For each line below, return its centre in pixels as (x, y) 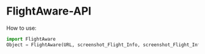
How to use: (21, 28)
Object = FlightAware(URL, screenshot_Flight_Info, (73, 45)
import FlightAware (31, 39)
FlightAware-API (49, 11)
